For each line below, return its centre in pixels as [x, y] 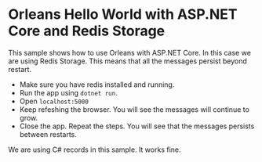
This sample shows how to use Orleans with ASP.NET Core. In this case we [129, 52]
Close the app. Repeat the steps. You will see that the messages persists [137, 126]
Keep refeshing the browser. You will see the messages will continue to [134, 109]
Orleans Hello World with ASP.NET [123, 14]
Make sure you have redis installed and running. [97, 85]
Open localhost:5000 [54, 101]
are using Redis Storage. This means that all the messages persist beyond [127, 61]
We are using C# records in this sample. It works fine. [95, 149]
